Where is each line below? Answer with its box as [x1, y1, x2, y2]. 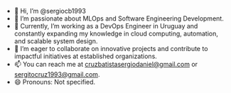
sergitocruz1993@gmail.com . [14, 70, 100, 78]
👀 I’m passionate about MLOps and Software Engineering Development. [14, 14, 224, 23]
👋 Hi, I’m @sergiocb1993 [14, 7, 87, 15]
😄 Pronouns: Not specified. [14, 78, 96, 86]
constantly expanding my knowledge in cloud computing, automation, [14, 29, 219, 38]
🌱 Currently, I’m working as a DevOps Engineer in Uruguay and [14, 22, 198, 30]
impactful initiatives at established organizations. [14, 52, 158, 60]
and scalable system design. [14, 37, 98, 45]
